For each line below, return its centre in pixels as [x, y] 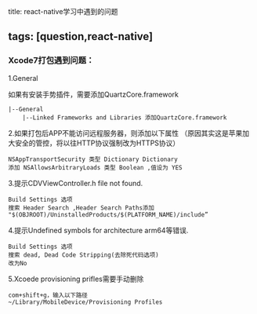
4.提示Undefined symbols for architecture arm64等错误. [98, 230]
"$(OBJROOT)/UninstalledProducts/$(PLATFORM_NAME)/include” [109, 214]
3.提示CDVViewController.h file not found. [76, 183]
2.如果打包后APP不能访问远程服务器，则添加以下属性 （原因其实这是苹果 [125, 133]
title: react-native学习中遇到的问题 [63, 11]
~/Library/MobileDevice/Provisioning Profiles [85, 302]
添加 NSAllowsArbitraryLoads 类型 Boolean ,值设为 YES [95, 167]
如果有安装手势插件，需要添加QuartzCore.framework [93, 94]
